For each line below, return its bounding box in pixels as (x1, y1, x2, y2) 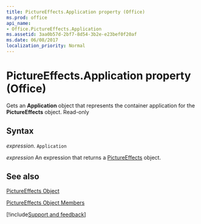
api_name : (6, 20, 32, 26)
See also (6, 171, 39, 182)
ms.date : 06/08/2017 (6, 37, 59, 43)
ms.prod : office (6, 15, 47, 21)
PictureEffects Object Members (6, 199, 85, 206)
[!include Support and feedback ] (6, 211, 86, 219)
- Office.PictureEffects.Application (6, 25, 102, 32)
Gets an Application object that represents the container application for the (6, 101, 196, 109)
